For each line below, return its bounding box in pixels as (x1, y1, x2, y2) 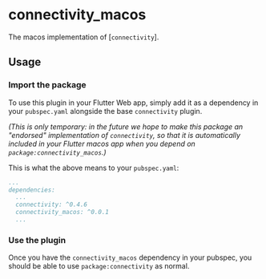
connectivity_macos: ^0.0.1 (15, 208, 110, 216)
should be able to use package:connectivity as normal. (8, 261, 190, 271)
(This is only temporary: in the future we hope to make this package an (8, 122, 244, 131)
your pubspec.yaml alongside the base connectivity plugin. (8, 106, 203, 115)
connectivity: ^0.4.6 (15, 200, 88, 209)
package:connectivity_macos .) (8, 147, 107, 157)
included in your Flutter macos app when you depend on (8, 139, 196, 148)
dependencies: (8, 186, 56, 194)
